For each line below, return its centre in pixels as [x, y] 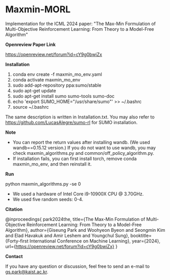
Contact [14, 256]
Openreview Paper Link [31, 44]
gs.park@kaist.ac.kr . [27, 272]
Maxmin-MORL [38, 9]
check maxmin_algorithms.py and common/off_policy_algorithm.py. [83, 153]
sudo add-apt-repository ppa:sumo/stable [57, 85]
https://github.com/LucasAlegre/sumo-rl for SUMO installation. [71, 122]
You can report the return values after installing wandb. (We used [81, 142]
